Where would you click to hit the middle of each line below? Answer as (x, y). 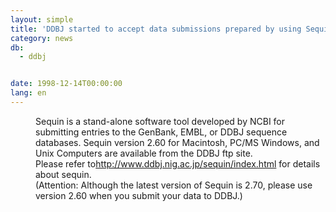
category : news (42, 38)
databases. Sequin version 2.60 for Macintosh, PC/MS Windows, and (177, 142)
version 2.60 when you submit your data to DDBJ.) (139, 195)
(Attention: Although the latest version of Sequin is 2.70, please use (174, 185)
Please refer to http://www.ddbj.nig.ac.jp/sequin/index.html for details (178, 163)
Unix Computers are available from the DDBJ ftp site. (144, 153)
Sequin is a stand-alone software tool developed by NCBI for (160, 121)
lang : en (28, 93)
